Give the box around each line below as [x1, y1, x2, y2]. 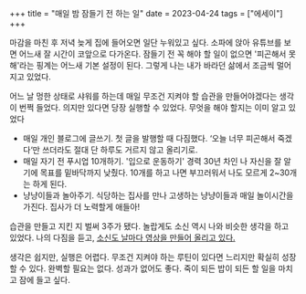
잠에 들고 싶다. [18, 275, 71, 285]
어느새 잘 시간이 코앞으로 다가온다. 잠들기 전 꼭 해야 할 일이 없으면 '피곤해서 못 [18, 48, 297, 59]
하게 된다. [32, 179, 68, 189]
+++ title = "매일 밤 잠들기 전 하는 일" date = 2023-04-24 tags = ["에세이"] [9, 8, 283, 18]
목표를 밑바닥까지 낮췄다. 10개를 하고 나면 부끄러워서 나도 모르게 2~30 [39, 167, 290, 178]
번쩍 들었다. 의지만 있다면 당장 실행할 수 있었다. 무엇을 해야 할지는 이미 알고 [18, 102, 287, 112]
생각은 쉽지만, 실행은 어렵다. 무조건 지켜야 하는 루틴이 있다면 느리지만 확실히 [9, 252, 280, 262]
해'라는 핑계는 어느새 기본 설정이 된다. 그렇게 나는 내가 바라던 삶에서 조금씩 [9, 60, 275, 70]
